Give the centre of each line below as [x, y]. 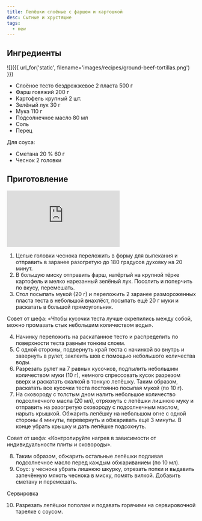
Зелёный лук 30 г [38, 105]
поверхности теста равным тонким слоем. [70, 343]
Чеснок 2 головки [38, 160]
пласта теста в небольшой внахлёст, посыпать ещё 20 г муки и [97, 300]
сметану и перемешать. [46, 482]
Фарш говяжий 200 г [42, 92]
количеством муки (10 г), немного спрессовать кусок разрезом [98, 375]
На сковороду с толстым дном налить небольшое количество [96, 394]
